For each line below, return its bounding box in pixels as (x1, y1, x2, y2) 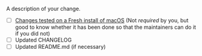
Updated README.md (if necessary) (15, 43, 106, 51)
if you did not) (15, 30, 50, 37)
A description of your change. (6, 5, 80, 12)
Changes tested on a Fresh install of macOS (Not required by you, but (15, 17, 189, 23)
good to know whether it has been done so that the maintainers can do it (15, 23, 197, 31)
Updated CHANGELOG (15, 36, 72, 44)
